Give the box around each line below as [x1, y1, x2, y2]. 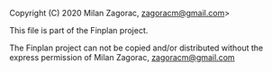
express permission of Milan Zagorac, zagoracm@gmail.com [9, 52, 236, 62]
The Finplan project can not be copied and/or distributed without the [9, 42, 264, 53]
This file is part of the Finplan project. [9, 25, 149, 35]
